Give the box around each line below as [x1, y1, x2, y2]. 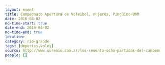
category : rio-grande [5, 39, 50, 44]
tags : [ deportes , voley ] [5, 43, 54, 48]
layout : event [5, 7, 34, 12]
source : [5, 48, 21, 53]
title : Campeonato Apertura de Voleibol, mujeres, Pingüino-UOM [5, 12, 139, 17]
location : [5, 35, 26, 40]
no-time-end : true [5, 30, 43, 35]
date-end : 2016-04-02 [5, 25, 50, 30]
